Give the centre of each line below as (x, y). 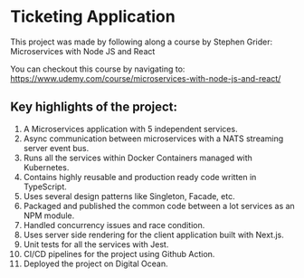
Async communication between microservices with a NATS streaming (153, 139)
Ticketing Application (93, 17)
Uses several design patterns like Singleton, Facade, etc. (129, 196)
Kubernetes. (46, 167)
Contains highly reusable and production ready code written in (140, 177)
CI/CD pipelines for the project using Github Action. (119, 254)
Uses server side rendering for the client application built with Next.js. (153, 235)
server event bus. (56, 148)
